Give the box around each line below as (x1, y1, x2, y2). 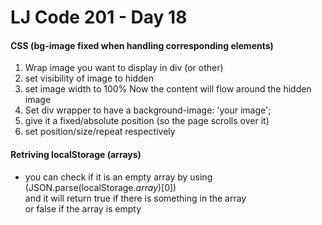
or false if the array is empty (24, 202, 142, 215)
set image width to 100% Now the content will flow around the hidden (24, 83, 312, 95)
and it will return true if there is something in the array (24, 192, 247, 204)
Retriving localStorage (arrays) (10, 148, 142, 160)
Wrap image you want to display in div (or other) (24, 62, 224, 74)
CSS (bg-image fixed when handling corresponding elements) (10, 39, 274, 51)
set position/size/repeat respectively (24, 126, 176, 138)
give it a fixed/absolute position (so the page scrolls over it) (24, 115, 270, 127)
